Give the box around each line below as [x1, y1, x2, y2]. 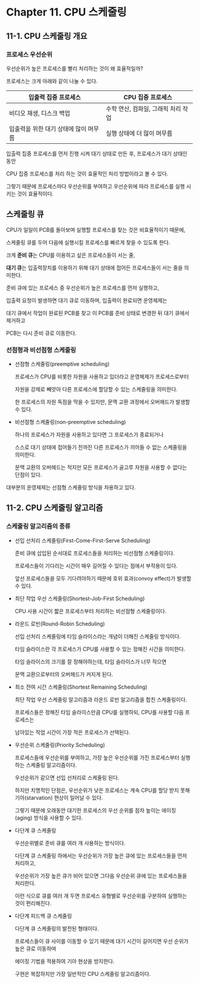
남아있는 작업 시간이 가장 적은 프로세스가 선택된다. [14, 728, 130, 736]
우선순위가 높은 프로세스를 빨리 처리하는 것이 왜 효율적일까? [6, 65, 143, 72]
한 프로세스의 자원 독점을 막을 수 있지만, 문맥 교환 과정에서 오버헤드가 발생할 [14, 398, 191, 405]
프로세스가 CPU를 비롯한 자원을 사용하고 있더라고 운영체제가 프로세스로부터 [14, 373, 190, 380]
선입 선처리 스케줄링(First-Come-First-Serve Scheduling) [14, 536, 151, 544]
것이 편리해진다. [14, 899, 52, 907]
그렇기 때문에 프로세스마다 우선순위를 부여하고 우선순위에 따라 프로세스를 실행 [6, 183, 185, 190]
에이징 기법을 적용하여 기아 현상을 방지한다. [14, 957, 115, 965]
